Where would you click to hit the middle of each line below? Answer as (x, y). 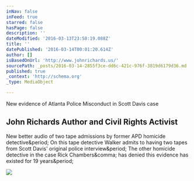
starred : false (25, 22)
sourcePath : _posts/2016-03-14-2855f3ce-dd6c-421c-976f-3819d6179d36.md (96, 66)
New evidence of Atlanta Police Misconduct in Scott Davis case (82, 104)
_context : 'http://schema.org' (44, 76)
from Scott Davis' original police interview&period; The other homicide (91, 148)
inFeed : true (22, 17)
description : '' (26, 33)
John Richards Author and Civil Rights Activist (92, 122)
